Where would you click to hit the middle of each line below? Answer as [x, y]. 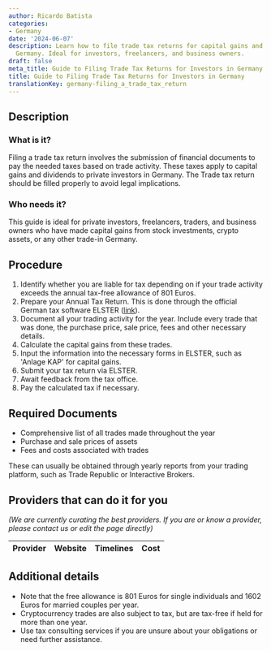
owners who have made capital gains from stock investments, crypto [124, 231]
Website [71, 548]
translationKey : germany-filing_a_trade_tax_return [97, 84]
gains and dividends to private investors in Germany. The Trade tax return [132, 175]
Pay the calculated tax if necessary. [80, 388]
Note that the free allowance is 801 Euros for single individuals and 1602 [140, 596]
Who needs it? [37, 205]
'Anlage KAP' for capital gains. [71, 362]
